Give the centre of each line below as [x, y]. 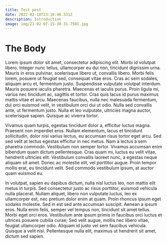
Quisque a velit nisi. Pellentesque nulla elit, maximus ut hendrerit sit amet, [81, 231]
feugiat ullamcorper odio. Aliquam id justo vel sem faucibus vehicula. [76, 225]
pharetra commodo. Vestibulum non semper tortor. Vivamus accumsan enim [84, 147]
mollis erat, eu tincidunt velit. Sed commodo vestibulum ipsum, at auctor [79, 168]
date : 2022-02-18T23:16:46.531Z [39, 15]
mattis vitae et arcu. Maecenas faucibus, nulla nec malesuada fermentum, [81, 100]
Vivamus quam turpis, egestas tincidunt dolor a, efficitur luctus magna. [78, 125]
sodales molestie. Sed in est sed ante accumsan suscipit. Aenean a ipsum [81, 204]
